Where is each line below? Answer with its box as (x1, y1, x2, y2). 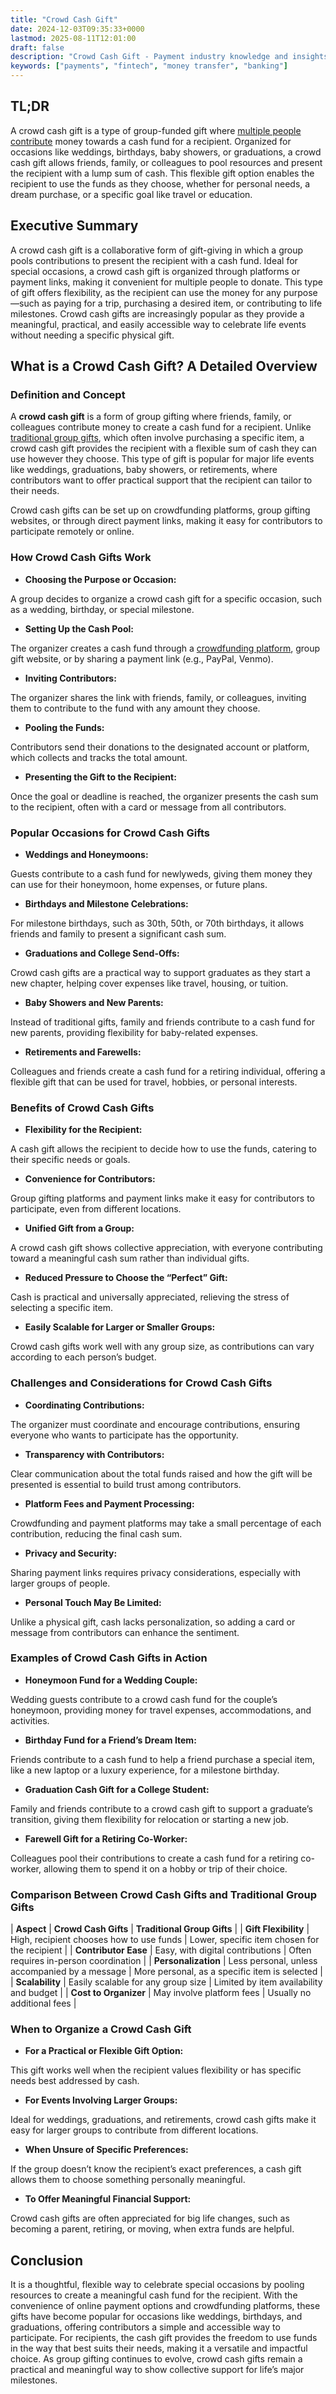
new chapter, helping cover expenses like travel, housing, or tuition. (10, 977, 289, 989)
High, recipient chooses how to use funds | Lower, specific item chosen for (10, 1934, 320, 1946)
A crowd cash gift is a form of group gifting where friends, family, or (10, 411, 292, 423)
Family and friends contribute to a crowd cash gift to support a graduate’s (10, 1802, 313, 1815)
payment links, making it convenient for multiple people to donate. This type (10, 276, 323, 288)
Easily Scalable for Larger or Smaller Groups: (24, 1321, 216, 1333)
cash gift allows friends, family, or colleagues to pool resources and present (10, 156, 323, 168)
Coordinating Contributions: (24, 1399, 145, 1411)
